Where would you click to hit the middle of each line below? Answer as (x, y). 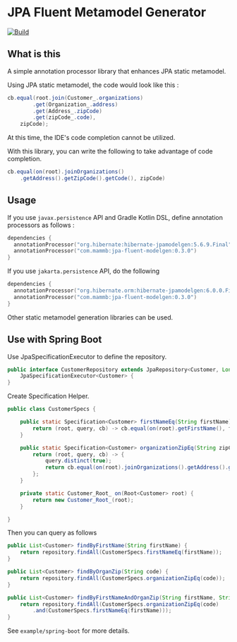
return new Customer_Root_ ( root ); (83, 500)
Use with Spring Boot (55, 340)
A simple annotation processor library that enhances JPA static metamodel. (117, 71)
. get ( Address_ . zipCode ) (67, 111)
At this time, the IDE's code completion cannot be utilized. (91, 138)
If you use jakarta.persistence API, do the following (84, 271)
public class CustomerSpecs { (52, 409)
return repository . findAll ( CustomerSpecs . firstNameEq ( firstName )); (121, 552)
